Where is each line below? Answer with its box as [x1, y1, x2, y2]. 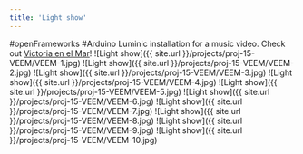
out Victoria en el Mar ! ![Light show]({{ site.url [9, 47, 181, 59]
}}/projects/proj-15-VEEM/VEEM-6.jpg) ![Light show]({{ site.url [9, 96, 243, 107]
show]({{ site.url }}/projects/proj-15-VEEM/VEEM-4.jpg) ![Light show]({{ [9, 76, 279, 87]
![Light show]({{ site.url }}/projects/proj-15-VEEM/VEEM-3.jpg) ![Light [33, 67, 293, 78]
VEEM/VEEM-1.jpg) [9, 57, 82, 68]
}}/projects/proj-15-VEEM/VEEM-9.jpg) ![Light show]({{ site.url [9, 124, 243, 136]
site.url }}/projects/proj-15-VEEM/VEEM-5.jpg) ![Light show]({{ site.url [9, 86, 270, 97]
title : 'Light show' [9, 13, 88, 23]
